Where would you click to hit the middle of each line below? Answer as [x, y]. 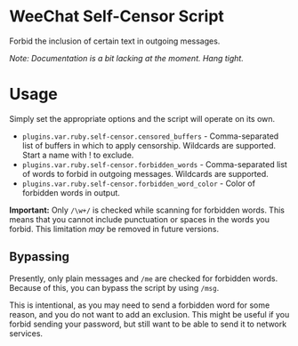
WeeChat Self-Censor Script [117, 16]
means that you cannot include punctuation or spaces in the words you [139, 219]
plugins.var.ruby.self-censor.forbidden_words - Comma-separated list [154, 164]
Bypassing [39, 257]
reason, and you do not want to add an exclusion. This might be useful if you [149, 314]
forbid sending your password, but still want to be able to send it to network [148, 324]
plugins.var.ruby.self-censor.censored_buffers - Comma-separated [150, 136]
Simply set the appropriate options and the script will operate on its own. [142, 118]
